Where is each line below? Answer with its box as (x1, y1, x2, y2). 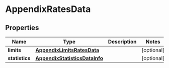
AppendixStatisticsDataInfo (35, 55, 104, 61)
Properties (5, 23, 39, 32)
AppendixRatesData (5, 3, 91, 15)
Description (108, 38, 137, 45)
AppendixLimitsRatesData (35, 46, 100, 53)
